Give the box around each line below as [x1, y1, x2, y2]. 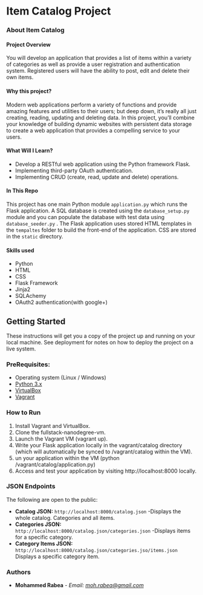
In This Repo [6, 187, 38, 194]
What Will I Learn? [6, 147, 53, 154]
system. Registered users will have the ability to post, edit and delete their [6, 67, 190, 74]
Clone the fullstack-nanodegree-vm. [14, 429, 106, 436]
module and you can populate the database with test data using [6, 213, 165, 220]
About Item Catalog [6, 26, 65, 35]
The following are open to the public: [6, 496, 98, 503]
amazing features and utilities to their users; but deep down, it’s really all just [6, 107, 197, 114]
